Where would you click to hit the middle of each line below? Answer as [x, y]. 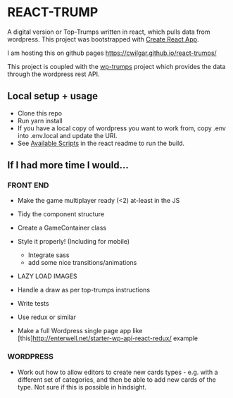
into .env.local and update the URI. [67, 135]
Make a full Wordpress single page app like [80, 331]
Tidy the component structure [61, 214]
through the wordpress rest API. [53, 74]
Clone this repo [39, 113]
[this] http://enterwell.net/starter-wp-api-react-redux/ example [108, 338]
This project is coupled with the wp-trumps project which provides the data [116, 66]
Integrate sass [49, 255]
